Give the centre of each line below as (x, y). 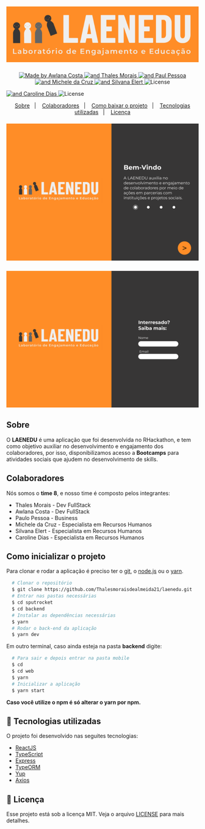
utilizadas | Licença (103, 112)
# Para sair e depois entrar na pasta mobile (71, 658)
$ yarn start (28, 690)
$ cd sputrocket (32, 603)
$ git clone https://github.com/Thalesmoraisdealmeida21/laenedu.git (102, 590)
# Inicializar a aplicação (46, 684)
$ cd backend (28, 609)
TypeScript (29, 755)
